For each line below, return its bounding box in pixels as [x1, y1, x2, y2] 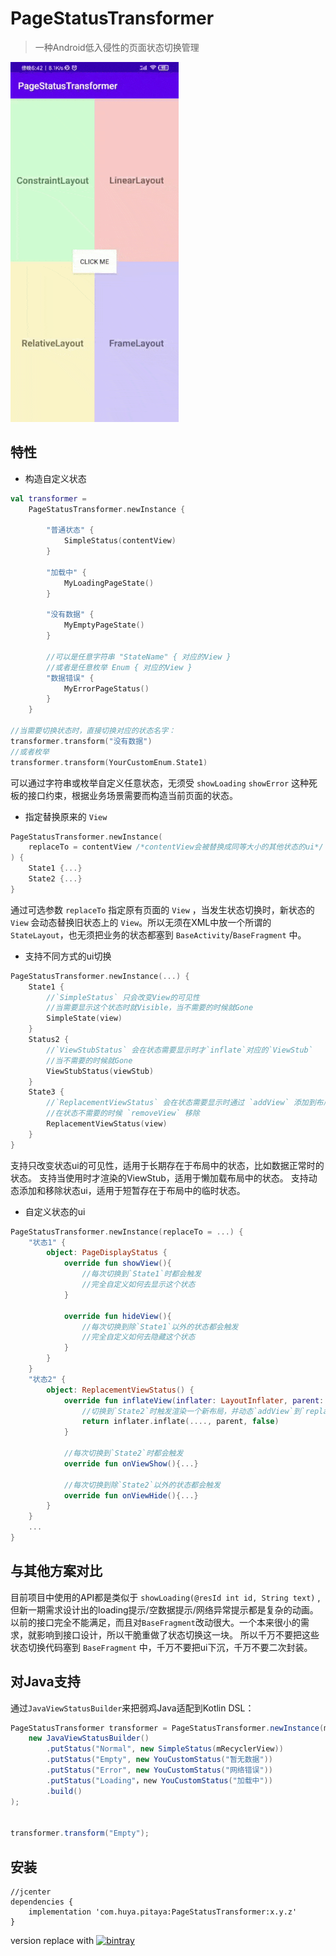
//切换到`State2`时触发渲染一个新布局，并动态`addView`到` [81, 1406, 306, 1416]
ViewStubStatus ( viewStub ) [46, 1066, 155, 1076]
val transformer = [10, 493, 87, 504]
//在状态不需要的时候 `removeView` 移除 [46, 1108, 200, 1119]
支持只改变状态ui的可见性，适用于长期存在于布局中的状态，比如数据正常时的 [10, 1159, 325, 1171]
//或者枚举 [10, 747, 50, 757]
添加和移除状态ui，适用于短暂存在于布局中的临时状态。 [18, 1184, 246, 1196]
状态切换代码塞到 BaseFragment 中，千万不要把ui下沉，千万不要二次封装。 [10, 1641, 313, 1653]
